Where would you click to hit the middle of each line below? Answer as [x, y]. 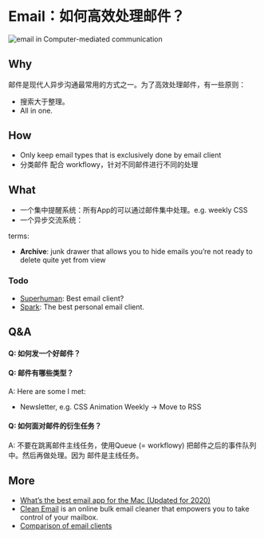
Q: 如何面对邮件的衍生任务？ [55, 426]
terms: [19, 236]
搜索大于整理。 [44, 102]
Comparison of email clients [66, 525]
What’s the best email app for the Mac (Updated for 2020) [115, 500]
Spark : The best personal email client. [82, 307]
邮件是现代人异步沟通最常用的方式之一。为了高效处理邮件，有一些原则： [127, 84]
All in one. [36, 110]
